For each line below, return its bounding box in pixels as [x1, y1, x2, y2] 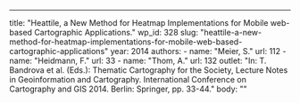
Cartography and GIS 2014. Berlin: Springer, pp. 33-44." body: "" [9, 83, 247, 94]
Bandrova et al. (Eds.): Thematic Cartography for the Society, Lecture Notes [9, 65, 288, 75]
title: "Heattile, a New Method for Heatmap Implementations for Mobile [9, 18, 269, 28]
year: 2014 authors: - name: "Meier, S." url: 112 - [110, 46, 287, 56]
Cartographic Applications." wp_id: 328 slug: [34, 28, 199, 37]
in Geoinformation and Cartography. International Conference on [9, 75, 247, 84]
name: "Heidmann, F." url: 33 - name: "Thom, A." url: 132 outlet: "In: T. [9, 55, 267, 66]
